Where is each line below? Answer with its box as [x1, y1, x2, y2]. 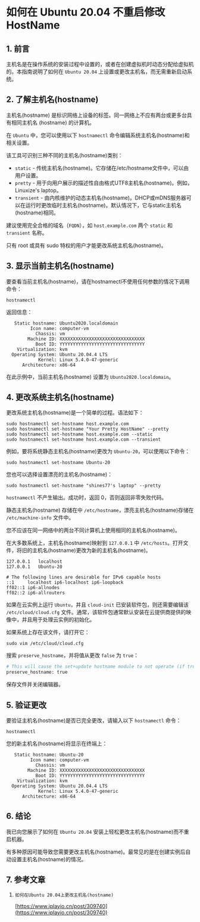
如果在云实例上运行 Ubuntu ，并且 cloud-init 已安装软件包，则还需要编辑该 [6, 601, 189, 608]
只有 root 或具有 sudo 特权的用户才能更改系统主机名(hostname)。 [6, 242, 167, 249]
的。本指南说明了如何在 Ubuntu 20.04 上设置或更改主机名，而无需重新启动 [6, 68, 187, 75]
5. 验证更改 [6, 700, 46, 710]
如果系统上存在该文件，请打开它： [6, 629, 90, 636]
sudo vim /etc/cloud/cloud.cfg [6, 641, 84, 647]
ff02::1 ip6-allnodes [6, 585, 60, 591]
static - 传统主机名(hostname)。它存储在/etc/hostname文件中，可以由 [14, 164, 189, 172]
